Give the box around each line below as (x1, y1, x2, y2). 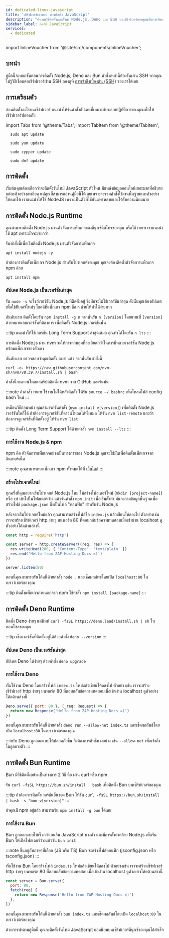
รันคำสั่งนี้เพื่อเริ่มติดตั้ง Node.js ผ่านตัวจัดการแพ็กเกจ (6, 240, 95, 246)
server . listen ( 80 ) (6, 565, 44, 570)
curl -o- (6, 365, 24, 370)
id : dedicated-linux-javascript (6, 7, 73, 13)
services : (6, 26, 27, 31)
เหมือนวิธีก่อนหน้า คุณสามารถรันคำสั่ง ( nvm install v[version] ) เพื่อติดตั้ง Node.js (6, 404, 154, 410)
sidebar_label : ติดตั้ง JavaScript (6, 21, 72, 27)
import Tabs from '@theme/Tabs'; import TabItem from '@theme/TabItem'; (6, 122, 160, 128)
